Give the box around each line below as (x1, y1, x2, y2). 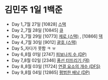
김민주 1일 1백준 (4, 4, 63, 15)
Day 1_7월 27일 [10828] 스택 (11, 21, 66, 27)
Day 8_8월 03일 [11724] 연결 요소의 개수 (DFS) (11, 63, 101, 69)
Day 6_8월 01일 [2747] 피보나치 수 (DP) (11, 51, 87, 57)
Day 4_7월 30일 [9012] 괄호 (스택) (11, 39, 77, 45)
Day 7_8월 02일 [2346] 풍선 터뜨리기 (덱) (11, 57, 90, 63)
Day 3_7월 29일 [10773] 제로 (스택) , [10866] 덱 (11, 33, 103, 39)
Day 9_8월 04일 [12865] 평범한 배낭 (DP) (11, 69, 90, 75)
